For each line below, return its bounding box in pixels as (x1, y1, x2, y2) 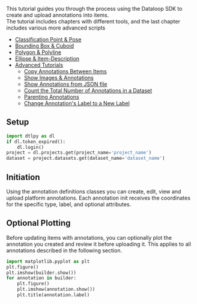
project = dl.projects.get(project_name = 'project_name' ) (6, 150, 152, 156)
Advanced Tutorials (14, 61, 64, 68)
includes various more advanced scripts (6, 24, 106, 31)
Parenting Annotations (23, 93, 79, 100)
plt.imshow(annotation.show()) (17, 287, 95, 293)
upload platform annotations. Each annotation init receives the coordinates (6, 195, 191, 201)
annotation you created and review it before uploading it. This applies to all (6, 240, 191, 248)
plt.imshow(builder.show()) (6, 270, 77, 276)
